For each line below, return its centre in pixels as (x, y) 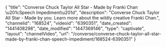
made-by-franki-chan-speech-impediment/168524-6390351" (69, 39)
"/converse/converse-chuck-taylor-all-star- (116, 34)
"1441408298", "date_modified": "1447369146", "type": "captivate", (75, 28)
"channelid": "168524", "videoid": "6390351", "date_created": (69, 23)
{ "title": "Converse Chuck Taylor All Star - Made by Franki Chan (72, 7)
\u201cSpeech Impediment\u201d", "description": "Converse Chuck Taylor (82, 12)
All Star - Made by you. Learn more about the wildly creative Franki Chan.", (82, 18)
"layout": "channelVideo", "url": (38, 34)
